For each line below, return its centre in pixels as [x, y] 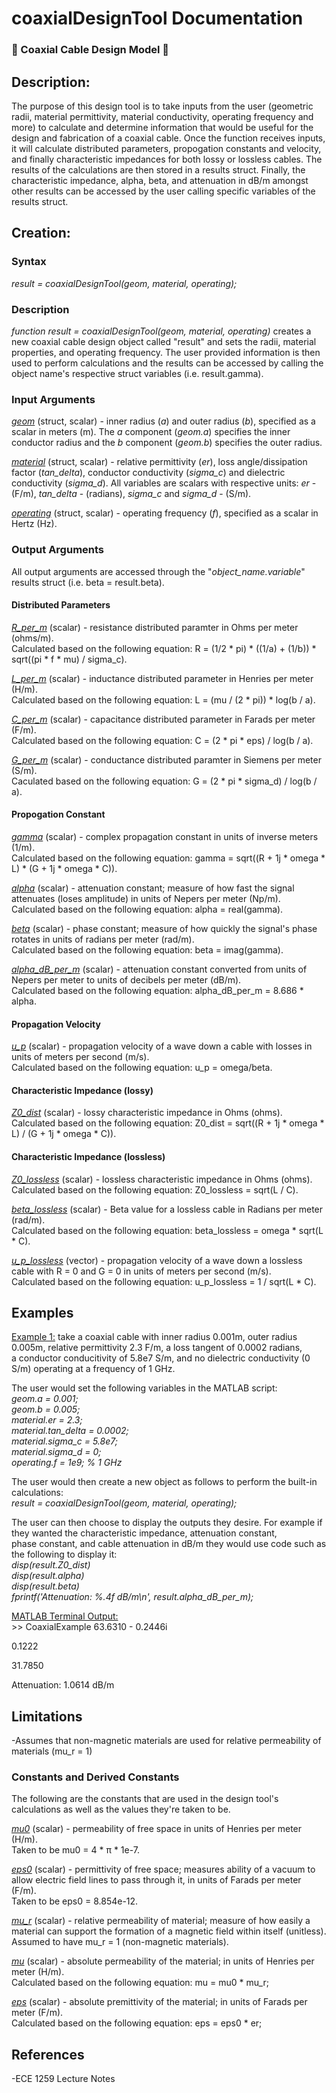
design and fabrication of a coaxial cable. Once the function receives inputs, [168, 138]
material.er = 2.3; [47, 1420]
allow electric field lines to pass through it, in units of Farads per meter [156, 1880]
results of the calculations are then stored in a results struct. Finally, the [158, 169]
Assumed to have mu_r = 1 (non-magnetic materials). [120, 1942]
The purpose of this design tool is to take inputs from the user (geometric [162, 106]
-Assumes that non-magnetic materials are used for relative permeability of [166, 1741]
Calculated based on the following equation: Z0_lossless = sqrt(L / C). [155, 1189]
